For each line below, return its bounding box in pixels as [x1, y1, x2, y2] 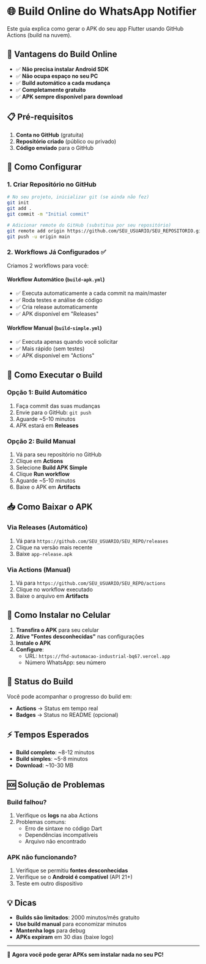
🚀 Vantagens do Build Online [7, 49, 117, 59]
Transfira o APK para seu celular [15, 626, 100, 634]
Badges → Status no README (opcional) [15, 711, 119, 718]
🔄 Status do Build [7, 677, 73, 687]
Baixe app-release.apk [15, 550, 73, 557]
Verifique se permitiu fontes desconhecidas [15, 867, 128, 874]
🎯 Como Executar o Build [7, 370, 103, 380]
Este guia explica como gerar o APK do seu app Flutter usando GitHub [7, 24, 184, 32]
